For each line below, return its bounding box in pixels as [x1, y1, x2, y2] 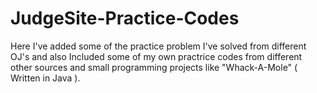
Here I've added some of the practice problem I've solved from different [10, 40, 307, 52]
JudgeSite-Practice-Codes [10, 7, 240, 30]
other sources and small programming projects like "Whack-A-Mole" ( [10, 61, 298, 73]
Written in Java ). [10, 72, 81, 84]
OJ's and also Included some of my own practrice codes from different [10, 50, 303, 62]
